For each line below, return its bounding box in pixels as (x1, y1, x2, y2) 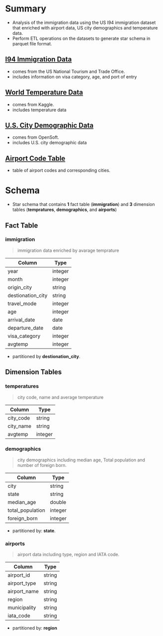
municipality (7, 604, 36, 611)
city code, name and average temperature (17, 394, 104, 400)
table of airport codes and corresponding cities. (12, 168, 111, 174)
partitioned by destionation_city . (12, 353, 81, 359)
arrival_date (7, 316, 35, 323)
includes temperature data (12, 107, 67, 113)
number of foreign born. (17, 462, 67, 468)
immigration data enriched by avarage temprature (17, 247, 119, 253)
